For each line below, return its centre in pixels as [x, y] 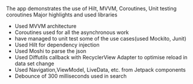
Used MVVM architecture [45, 26]
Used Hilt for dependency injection [57, 45]
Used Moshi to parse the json [50, 51]
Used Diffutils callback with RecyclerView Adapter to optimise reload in [101, 57]
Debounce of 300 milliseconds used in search [71, 76]
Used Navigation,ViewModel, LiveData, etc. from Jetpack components [100, 70]
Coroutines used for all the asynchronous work [72, 32]
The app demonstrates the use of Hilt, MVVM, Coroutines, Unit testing [91, 9]
